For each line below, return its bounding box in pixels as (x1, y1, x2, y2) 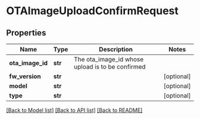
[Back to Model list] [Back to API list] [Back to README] (6, 107, 143, 114)
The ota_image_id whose (74, 55, 144, 63)
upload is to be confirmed (74, 63, 146, 70)
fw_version (9, 72, 42, 81)
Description (99, 46, 133, 53)
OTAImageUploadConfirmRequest (6, 4, 179, 18)
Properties (6, 28, 46, 38)
